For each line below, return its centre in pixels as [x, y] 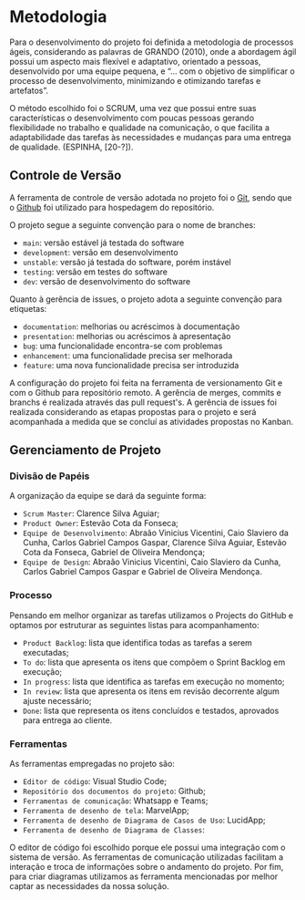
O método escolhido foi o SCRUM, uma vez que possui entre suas [133, 108]
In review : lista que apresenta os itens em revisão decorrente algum [151, 691]
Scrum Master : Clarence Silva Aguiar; [91, 513]
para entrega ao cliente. [67, 720]
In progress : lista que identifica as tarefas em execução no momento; [153, 681]
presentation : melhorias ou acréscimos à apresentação [127, 336]
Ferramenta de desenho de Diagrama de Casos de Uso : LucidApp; [144, 820]
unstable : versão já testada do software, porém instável [127, 262]
